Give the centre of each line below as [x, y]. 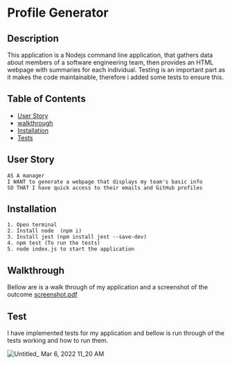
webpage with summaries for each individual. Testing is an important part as [116, 70]
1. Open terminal [32, 225]
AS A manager [26, 176]
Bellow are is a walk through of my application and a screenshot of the [108, 287]
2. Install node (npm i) [44, 231]
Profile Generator [58, 13]
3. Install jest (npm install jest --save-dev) [77, 237]
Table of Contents [47, 99]
